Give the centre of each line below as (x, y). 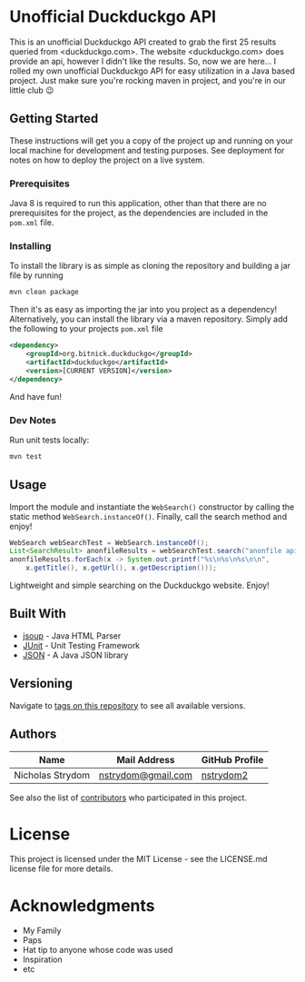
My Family (42, 931)
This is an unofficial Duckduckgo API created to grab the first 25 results (143, 42)
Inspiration (42, 959)
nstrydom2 (225, 775)
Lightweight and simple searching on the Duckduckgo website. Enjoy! (139, 585)
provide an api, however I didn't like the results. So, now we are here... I (143, 61)
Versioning (41, 684)
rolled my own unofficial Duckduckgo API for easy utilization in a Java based (152, 71)
